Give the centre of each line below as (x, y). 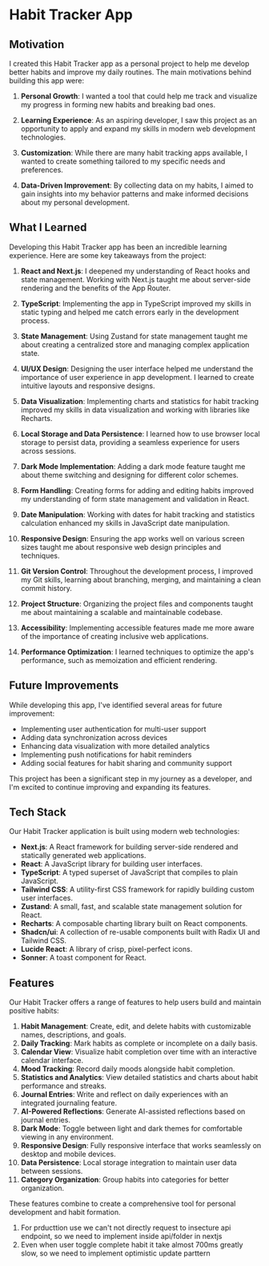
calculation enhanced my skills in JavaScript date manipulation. (125, 523)
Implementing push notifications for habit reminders (106, 754)
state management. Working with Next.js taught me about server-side (136, 279)
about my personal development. (75, 202)
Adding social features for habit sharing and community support (126, 762)
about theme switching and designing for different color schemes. (130, 475)
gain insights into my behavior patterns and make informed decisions (134, 194)
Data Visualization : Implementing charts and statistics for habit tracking (140, 401)
